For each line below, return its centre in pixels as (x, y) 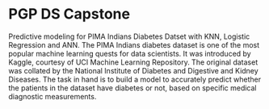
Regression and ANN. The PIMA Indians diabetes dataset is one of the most (134, 44)
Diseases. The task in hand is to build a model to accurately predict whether (134, 79)
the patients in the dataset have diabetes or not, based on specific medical (132, 88)
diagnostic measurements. (53, 96)
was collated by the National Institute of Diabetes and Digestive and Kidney (133, 70)
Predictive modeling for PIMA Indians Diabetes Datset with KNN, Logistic (129, 36)
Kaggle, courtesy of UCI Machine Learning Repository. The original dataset (133, 62)
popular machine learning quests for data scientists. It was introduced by (130, 53)
